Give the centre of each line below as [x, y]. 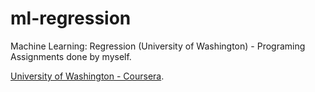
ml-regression [71, 18]
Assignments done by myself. [71, 56]
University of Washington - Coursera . [87, 76]
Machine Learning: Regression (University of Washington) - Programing [158, 46]
